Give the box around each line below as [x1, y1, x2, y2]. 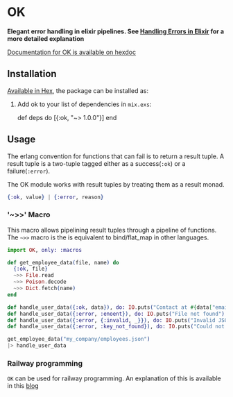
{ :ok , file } [13, 265, 49, 273]
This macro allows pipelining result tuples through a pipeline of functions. [7, 226, 217, 234]
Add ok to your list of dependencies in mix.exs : [17, 100, 152, 108]
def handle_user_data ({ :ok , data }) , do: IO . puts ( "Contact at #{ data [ [7, 303, 213, 311]
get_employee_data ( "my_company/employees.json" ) [7, 336, 150, 343]
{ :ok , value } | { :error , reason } [7, 194, 104, 201]
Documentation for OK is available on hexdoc [7, 48, 137, 56]
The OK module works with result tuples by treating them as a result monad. [7, 180, 225, 188]
